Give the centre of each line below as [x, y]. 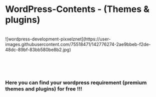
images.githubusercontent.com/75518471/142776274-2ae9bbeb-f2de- [78, 44]
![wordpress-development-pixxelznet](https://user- [58, 39]
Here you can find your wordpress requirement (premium [76, 82]
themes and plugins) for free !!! [44, 89]
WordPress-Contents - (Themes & [77, 9]
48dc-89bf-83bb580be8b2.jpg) [38, 49]
